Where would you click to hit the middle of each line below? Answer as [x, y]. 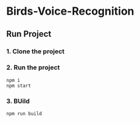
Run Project [29, 34]
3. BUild [18, 101]
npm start [19, 86]
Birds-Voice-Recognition [70, 11]
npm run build [24, 114]
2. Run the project [33, 67]
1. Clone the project [36, 51]
